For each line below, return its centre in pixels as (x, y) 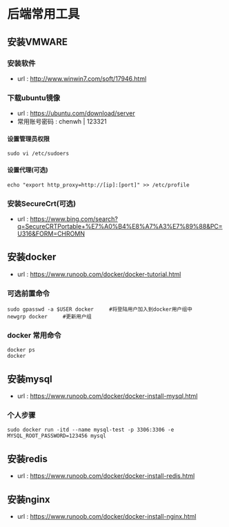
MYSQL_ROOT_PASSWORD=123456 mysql (57, 436)
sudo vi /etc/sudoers (38, 154)
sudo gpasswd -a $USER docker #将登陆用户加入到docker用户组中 (100, 309)
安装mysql (30, 379)
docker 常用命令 (34, 335)
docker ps (21, 350)
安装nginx (29, 499)
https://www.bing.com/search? (74, 219)
